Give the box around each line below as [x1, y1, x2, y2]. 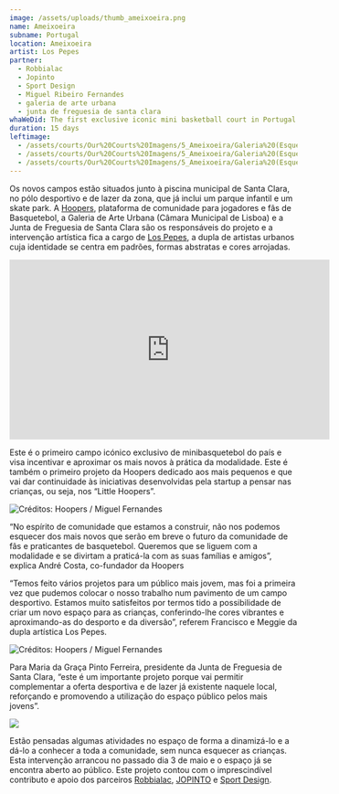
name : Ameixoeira [9, 22, 76, 31]
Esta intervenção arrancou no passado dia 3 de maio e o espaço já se [9, 755, 272, 766]
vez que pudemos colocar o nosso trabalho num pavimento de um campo [9, 587, 288, 598]
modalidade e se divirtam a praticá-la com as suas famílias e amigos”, [9, 550, 272, 561]
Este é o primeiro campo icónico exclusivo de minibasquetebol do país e [9, 447, 282, 458]
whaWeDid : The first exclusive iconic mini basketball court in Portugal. [9, 115, 301, 124]
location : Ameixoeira [9, 38, 92, 48]
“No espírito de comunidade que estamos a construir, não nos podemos [9, 521, 281, 532]
